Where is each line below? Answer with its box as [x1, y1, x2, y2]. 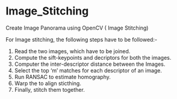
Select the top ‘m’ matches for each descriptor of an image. [14, 66, 163, 74]
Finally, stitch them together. [14, 86, 85, 93]
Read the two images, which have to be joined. [14, 47, 131, 55]
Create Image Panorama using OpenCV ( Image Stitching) [5, 24, 149, 31]
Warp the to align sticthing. [14, 80, 82, 87]
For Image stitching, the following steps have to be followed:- [5, 36, 158, 43]
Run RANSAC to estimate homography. [14, 73, 111, 80]
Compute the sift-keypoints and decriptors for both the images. [14, 54, 172, 61]
